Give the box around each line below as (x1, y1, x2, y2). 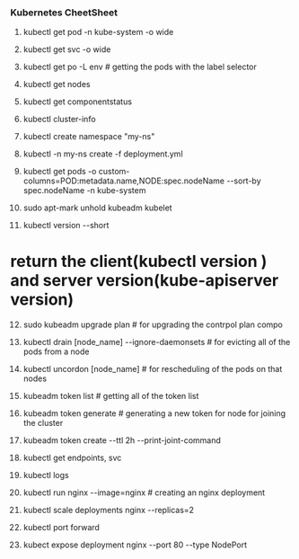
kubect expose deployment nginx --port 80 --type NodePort (22, 539, 248, 550)
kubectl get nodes (22, 79, 91, 90)
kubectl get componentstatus (22, 96, 133, 107)
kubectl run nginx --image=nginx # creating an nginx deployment (22, 487, 266, 498)
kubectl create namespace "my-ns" (22, 131, 155, 142)
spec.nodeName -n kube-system (22, 185, 146, 196)
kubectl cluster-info (22, 114, 97, 125)
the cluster (22, 418, 64, 429)
